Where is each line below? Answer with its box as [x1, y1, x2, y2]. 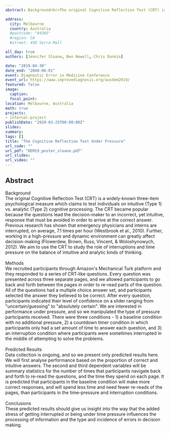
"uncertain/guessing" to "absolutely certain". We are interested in [5, 303, 142, 309]
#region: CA [10, 36, 35, 41]
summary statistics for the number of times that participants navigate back [5, 368, 161, 374]
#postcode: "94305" [10, 31, 51, 36]
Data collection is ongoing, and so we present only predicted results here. [5, 351, 159, 358]
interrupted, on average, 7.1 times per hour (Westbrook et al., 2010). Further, [5, 227, 163, 234]
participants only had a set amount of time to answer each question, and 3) [5, 324, 162, 330]
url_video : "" [5, 158, 35, 163]
